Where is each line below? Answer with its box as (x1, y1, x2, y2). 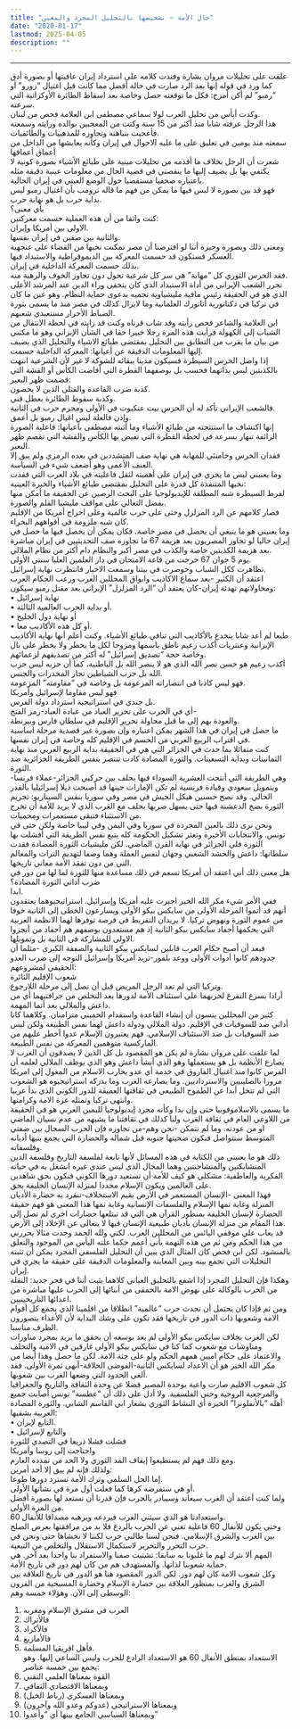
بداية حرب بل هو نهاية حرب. (10, 194, 102, 205)
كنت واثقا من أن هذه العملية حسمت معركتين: (10, 213, 159, 224)
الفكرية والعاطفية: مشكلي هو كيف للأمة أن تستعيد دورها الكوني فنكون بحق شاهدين (10, 1171, 284, 1181)
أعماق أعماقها (10, 146, 56, 157)
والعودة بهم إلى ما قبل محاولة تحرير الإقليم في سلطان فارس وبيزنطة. (10, 716, 240, 726)
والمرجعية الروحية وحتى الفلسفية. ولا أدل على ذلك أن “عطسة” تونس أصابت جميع (10, 1388, 279, 1399)
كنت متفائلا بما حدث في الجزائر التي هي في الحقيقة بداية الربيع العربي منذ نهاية (10, 744, 270, 755)
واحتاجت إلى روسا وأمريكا (10, 1445, 96, 1456)
